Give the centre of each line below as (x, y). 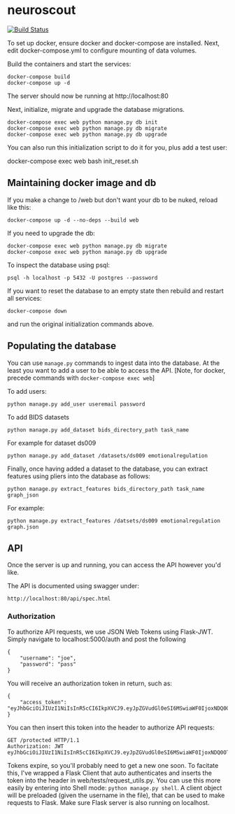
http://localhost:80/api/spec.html (59, 599)
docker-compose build (39, 77)
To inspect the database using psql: (59, 265)
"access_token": (44, 702)
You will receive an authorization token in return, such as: (90, 683)
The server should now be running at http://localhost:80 (88, 96)
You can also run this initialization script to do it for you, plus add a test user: (117, 147)
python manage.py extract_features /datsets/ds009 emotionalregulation (114, 521)
